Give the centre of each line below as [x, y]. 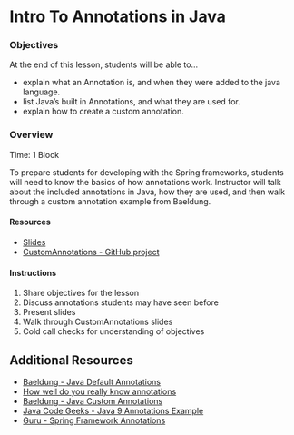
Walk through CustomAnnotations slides [98, 322]
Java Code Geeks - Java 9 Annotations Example [113, 411]
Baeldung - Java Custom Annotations [93, 401]
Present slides [49, 312]
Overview [31, 135]
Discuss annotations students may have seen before [121, 302]
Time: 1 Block [34, 154]
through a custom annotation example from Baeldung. [110, 201]
